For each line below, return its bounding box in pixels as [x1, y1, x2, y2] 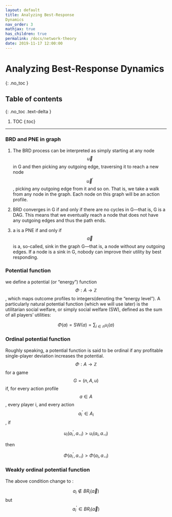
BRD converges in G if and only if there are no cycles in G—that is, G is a [12, 206, 165, 213]
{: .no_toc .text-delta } [5, 108, 52, 114]
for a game [5, 369, 29, 376]
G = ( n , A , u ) [73, 377, 99, 383]
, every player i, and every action [5, 401, 74, 407]
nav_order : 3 [5, 22, 33, 27]
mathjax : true [5, 27, 36, 32]
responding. [12, 254, 38, 260]
